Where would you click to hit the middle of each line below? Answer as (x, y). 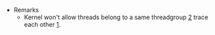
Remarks (26, 10)
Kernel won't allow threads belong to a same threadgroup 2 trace (116, 17)
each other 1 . (42, 24)
